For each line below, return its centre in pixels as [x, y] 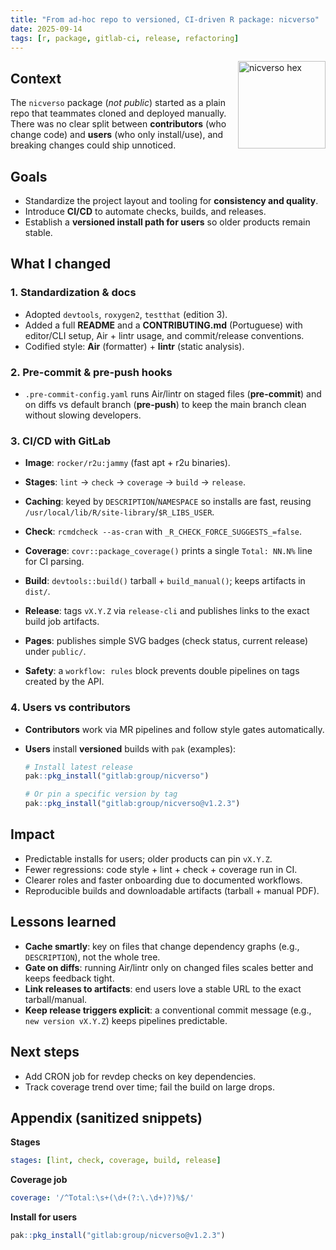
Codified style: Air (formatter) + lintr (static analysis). [134, 346]
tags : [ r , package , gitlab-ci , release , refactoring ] [125, 38]
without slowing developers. [83, 415]
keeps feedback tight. [69, 978]
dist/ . [37, 592]
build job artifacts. [62, 622]
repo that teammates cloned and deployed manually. [118, 113]
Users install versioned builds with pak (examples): [130, 748]
